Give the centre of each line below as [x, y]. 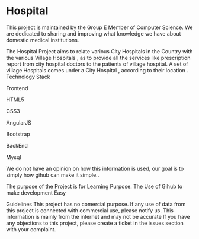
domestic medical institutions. [43, 40]
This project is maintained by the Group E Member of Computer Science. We [99, 27]
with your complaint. [31, 229]
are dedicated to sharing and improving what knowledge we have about [94, 33]
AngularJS [19, 122]
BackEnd [17, 145]
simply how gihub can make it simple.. [53, 175]
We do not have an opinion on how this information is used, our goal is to [95, 168]
